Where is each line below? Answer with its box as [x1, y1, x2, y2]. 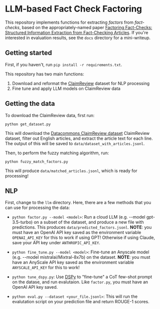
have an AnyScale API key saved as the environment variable [12, 260, 134, 265]
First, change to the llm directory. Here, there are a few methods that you [5, 200, 151, 206]
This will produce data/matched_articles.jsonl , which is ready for [5, 168, 137, 174]
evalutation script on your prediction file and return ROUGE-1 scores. [12, 299, 149, 305]
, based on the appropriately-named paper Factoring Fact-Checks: [19, 24, 153, 30]
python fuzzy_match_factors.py [5, 159, 68, 164]
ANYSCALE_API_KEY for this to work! [12, 265, 80, 270]
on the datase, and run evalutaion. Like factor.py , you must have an [12, 279, 148, 285]
